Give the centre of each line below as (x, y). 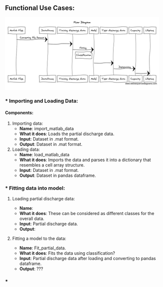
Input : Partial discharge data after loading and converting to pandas (88, 259)
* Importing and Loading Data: (41, 101)
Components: (19, 113)
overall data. (32, 219)
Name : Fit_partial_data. (43, 248)
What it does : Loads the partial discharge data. (67, 134)
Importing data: (28, 123)
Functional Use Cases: (40, 8)
